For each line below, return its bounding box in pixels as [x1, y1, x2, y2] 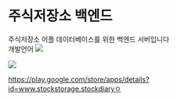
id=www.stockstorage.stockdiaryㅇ [8, 84, 121, 93]
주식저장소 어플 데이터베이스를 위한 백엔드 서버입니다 [8, 34, 170, 44]
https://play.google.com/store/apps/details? [8, 74, 150, 84]
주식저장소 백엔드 [8, 7, 113, 25]
